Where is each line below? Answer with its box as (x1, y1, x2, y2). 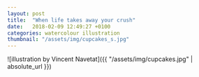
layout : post (7, 10, 45, 17)
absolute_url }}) (7, 62, 52, 71)
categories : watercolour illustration (7, 29, 120, 37)
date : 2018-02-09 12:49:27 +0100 (7, 23, 111, 30)
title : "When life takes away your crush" (7, 17, 136, 24)
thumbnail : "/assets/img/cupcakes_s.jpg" (7, 36, 130, 43)
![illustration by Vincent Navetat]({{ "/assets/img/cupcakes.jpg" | (7, 55, 193, 63)
